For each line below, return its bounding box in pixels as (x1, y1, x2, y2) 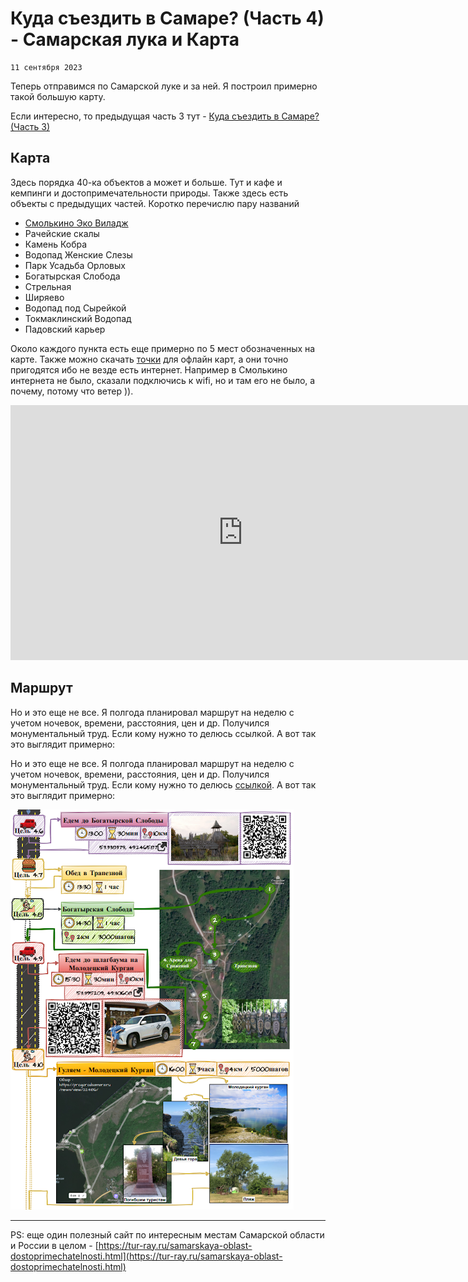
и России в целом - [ (10, 1239, 99, 1251)
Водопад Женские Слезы (24, 248, 133, 261)
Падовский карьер (24, 323, 106, 335)
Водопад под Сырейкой (24, 302, 127, 314)
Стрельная (24, 280, 72, 292)
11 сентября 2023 (10, 62, 83, 72)
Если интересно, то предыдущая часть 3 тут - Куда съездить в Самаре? (10, 110, 320, 122)
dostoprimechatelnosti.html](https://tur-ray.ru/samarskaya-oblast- (10, 1250, 283, 1262)
